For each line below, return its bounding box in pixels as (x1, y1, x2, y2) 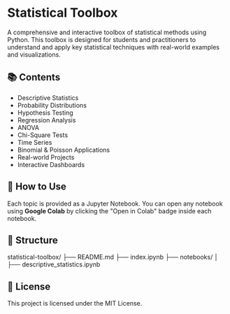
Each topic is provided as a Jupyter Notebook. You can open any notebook (7, 199, 223, 208)
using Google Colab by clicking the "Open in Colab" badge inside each (7, 206, 212, 215)
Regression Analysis (17, 115, 76, 124)
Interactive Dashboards (17, 160, 85, 169)
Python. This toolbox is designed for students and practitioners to (7, 35, 196, 43)
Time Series (17, 138, 52, 146)
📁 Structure (7, 234, 58, 246)
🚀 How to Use (7, 180, 66, 193)
